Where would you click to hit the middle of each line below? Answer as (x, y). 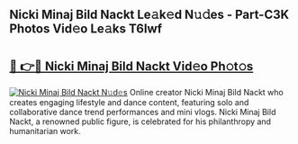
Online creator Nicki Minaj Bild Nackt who (206, 92)
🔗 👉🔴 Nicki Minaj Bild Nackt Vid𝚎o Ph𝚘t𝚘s (131, 66)
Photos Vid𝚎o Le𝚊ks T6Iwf (86, 29)
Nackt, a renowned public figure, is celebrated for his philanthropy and (140, 121)
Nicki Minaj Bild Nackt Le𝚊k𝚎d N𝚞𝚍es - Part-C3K (149, 15)
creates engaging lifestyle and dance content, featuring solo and (129, 102)
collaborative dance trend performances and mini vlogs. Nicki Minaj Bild (143, 112)
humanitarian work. (45, 131)
